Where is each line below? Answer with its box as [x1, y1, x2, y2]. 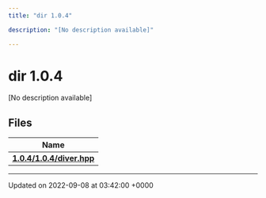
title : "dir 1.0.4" [8, 11, 73, 20]
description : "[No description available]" [8, 25, 154, 34]
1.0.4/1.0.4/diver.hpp [12, 153, 95, 164]
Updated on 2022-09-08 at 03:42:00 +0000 [8, 181, 154, 190]
